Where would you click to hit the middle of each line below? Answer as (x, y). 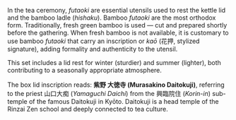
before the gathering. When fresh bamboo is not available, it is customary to (118, 32)
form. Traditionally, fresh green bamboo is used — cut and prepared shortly (117, 25)
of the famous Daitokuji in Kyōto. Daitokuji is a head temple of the (124, 101)
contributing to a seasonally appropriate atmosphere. (85, 70)
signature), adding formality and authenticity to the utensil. (93, 49)
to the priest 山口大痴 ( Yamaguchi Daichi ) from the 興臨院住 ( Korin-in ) (109, 94)
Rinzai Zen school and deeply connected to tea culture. (88, 109)
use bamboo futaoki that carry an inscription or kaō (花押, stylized (104, 41)
